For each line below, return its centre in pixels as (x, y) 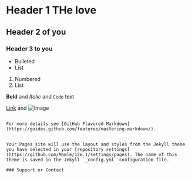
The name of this (156, 154)
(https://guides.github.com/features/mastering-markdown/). (81, 129)
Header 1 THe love (51, 10)
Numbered (28, 79)
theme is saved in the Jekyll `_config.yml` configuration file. (88, 160)
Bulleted (25, 61)
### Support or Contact (35, 170)
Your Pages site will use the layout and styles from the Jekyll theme (95, 144)
